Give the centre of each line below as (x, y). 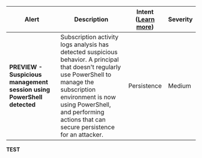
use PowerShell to (86, 74)
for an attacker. (82, 135)
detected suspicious (89, 52)
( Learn (145, 19)
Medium (179, 86)
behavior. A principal (90, 59)
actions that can (83, 120)
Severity (180, 19)
